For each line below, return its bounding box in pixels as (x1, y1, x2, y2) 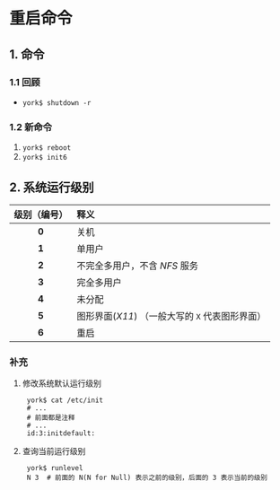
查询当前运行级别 (22, 446, 86, 457)
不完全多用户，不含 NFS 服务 (76, 259, 199, 272)
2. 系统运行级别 (9, 179, 94, 195)
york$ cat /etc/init (26, 396, 103, 405)
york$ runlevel (26, 464, 83, 473)
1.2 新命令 (9, 120, 52, 133)
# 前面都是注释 (26, 414, 75, 423)
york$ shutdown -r (22, 98, 92, 108)
